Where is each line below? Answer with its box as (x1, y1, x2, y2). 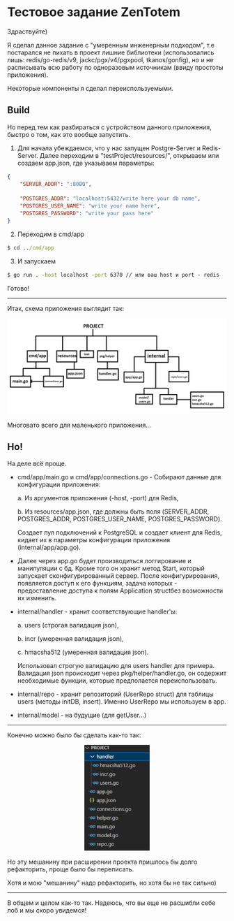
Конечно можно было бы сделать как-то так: (7, 731, 141, 739)
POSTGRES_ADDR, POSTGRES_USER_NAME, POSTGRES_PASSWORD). (17, 515, 223, 523)
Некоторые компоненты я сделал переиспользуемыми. (7, 84, 174, 92)
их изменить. (17, 594, 57, 602)
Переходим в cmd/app (17, 230, 85, 238)
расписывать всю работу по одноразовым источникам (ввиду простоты (7, 63, 224, 71)
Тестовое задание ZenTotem (7, 4, 181, 20)
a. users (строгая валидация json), (17, 621, 119, 630)
